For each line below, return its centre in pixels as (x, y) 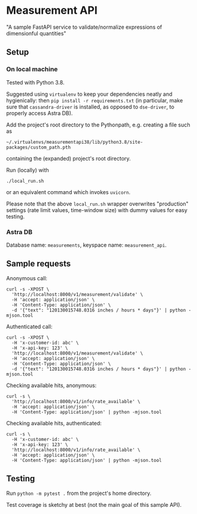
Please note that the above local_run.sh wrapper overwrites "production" (97, 204)
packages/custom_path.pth (38, 147)
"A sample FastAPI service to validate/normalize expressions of (84, 27)
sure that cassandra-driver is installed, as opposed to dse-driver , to (90, 107)
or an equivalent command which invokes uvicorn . (68, 192)
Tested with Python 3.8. (35, 82)
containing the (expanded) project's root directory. (69, 158)
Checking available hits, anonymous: (51, 385)
